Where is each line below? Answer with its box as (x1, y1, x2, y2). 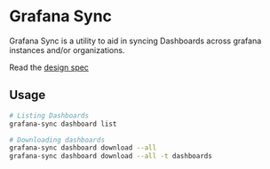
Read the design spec (9, 62, 89, 73)
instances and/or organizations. (9, 44, 125, 55)
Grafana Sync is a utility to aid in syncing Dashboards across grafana (9, 35, 262, 46)
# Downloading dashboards (9, 135, 105, 144)
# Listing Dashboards (9, 111, 90, 120)
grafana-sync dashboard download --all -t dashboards (9, 152, 213, 161)
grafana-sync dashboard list (9, 119, 117, 128)
